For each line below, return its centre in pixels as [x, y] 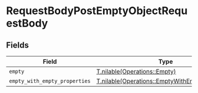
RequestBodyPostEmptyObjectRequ [97, 11]
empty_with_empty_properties [50, 81]
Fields [18, 45]
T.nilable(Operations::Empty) [136, 72]
